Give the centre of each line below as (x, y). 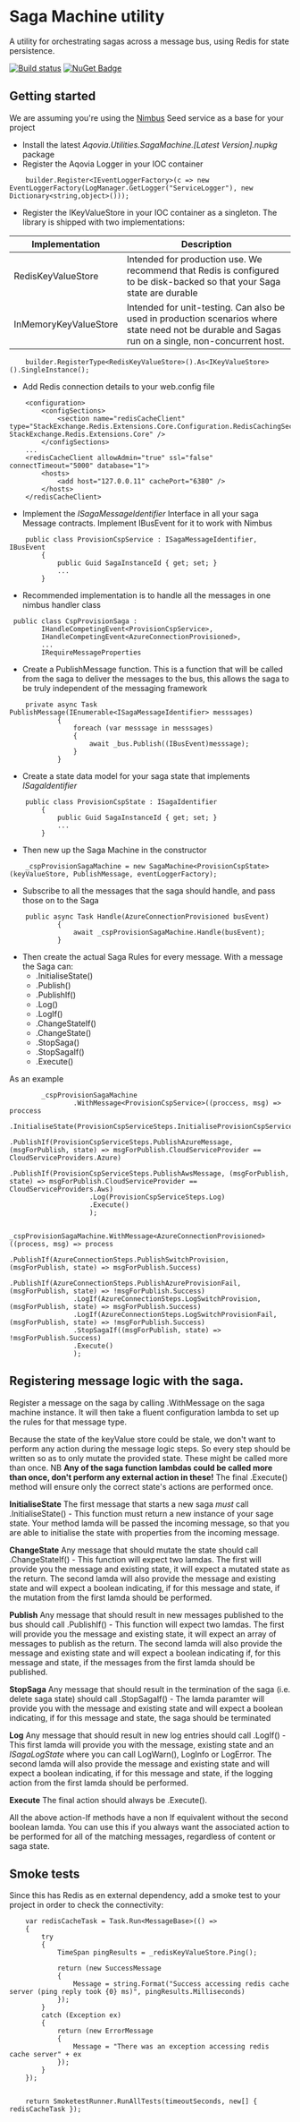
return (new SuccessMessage (109, 1968)
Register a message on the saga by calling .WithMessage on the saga (137, 1402)
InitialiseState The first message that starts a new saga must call (129, 1504)
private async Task (62, 705)
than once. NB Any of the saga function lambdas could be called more (141, 1467)
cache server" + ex (46, 2055)
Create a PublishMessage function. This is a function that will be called (153, 669)
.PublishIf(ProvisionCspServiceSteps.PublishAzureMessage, (121, 1142)
